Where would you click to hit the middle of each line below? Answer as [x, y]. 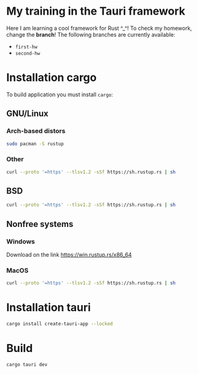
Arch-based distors [36, 131]
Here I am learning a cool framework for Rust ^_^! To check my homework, [99, 28]
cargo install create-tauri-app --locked [60, 324]
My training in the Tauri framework [96, 11]
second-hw [28, 53]
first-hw [26, 47]
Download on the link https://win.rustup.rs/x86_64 [69, 254]
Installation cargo [51, 78]
